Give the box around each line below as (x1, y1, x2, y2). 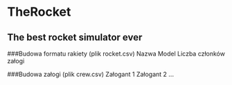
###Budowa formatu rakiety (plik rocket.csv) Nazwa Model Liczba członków (7, 49, 225, 58)
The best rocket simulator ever (7, 32, 143, 43)
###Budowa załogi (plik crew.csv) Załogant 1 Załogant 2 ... (7, 70, 175, 78)
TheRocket (7, 4, 71, 20)
